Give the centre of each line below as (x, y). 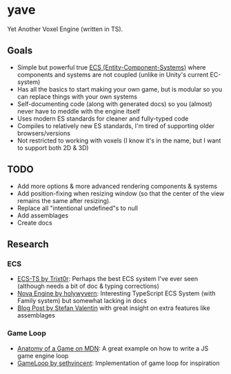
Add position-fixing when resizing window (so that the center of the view (121, 193)
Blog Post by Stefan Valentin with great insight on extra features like (113, 308)
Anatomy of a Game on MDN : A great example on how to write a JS (113, 348)
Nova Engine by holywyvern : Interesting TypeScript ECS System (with (116, 293)
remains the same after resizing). (64, 200)
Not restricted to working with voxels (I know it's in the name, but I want (119, 141)
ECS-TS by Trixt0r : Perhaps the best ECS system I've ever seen (108, 279)
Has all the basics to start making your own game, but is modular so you (120, 89)
